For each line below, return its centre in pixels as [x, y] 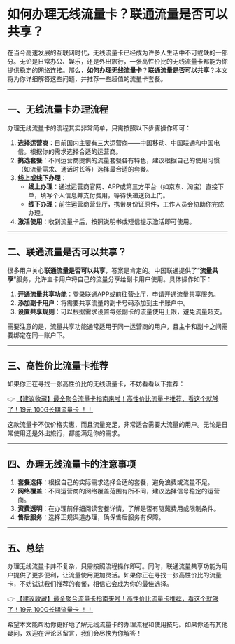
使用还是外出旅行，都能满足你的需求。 [68, 433]
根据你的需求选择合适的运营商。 [76, 151]
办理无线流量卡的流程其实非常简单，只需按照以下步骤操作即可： [99, 127]
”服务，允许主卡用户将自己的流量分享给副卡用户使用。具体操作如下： [113, 279]
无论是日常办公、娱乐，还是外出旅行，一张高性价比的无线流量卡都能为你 [123, 61]
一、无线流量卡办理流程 [58, 110]
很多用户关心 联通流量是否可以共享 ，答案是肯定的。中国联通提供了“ [104, 270]
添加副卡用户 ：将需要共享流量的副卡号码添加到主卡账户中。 [103, 302]
